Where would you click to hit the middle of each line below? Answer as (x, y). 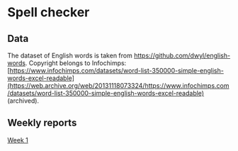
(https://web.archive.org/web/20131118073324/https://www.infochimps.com (118, 85)
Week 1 (18, 140)
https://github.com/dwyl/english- (182, 55)
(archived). (23, 101)
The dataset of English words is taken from (70, 55)
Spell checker (49, 12)
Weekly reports (42, 123)
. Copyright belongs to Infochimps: (76, 63)
